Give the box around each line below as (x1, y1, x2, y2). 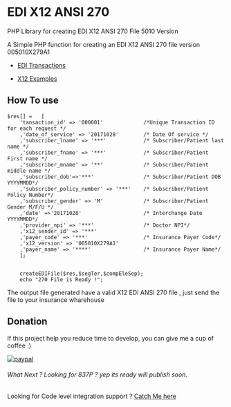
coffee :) (7, 341, 32, 350)
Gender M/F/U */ (7, 203, 54, 211)
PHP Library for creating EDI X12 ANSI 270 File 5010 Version (7, 27, 178, 35)
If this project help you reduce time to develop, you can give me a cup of (7, 334, 214, 342)
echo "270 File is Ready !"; (19, 276, 104, 283)
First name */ (7, 155, 48, 162)
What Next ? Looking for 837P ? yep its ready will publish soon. (7, 370, 188, 379)
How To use (7, 95, 59, 106)
